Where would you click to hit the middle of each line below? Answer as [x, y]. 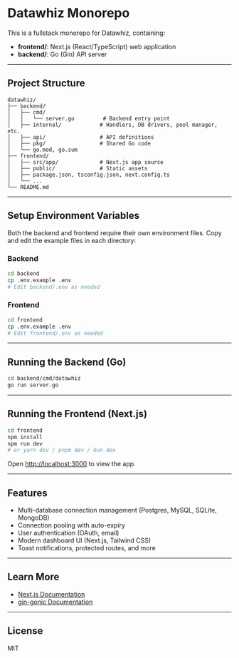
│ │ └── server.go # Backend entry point [89, 118]
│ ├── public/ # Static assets [78, 168]
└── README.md [28, 187]
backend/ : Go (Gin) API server [62, 54]
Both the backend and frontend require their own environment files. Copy [115, 232]
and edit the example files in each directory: [72, 240]
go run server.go [33, 385]
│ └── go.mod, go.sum [43, 150]
